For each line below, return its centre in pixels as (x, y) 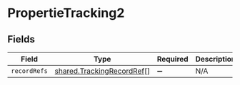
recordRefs (29, 71)
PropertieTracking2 (66, 13)
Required (172, 59)
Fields (21, 39)
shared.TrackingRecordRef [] (102, 71)
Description (216, 59)
